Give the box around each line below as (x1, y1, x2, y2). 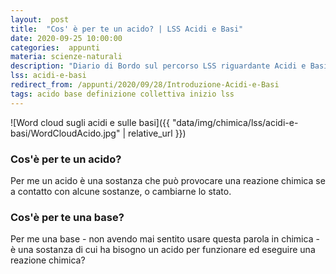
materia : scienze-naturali (10, 52, 123, 62)
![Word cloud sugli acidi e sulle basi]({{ (10, 116, 171, 128)
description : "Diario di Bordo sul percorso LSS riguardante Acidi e (10, 61, 307, 71)
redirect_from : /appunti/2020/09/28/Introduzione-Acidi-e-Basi (10, 80, 280, 90)
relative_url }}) (127, 127, 187, 139)
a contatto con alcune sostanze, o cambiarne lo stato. (10, 185, 232, 197)
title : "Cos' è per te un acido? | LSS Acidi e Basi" (10, 24, 244, 34)
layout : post (10, 14, 70, 25)
